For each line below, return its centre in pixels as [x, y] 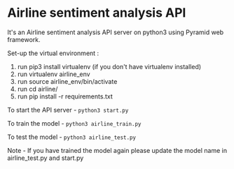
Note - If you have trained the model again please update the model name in [117, 150]
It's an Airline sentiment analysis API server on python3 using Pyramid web [116, 32]
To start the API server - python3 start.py [68, 110]
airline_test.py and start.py [46, 158]
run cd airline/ [37, 89]
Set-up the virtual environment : [53, 53]
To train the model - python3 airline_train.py [74, 123]
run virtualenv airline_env [54, 74]
